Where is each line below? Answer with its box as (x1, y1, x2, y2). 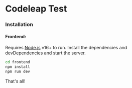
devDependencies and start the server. (5, 50, 86, 56)
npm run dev (5, 69, 30, 74)
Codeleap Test (5, 3, 67, 15)
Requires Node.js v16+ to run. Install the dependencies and (5, 45, 127, 51)
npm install (5, 64, 30, 69)
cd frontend (5, 60, 30, 65)
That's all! (5, 78, 26, 84)
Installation (5, 21, 34, 28)
